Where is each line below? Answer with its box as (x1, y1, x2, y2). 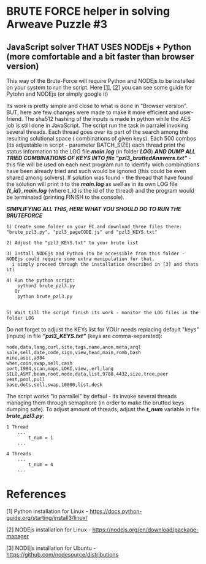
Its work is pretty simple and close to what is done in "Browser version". (6, 102, 188, 109)
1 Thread (6, 424, 29, 430)
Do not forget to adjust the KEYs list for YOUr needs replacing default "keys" (6, 326, 199, 333)
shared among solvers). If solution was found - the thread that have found (6, 174, 193, 181)
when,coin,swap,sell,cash (6, 360, 72, 366)
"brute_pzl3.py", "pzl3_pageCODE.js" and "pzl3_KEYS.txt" (6, 229, 158, 235)
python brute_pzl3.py (17, 293, 72, 299)
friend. (6, 115, 23, 122)
